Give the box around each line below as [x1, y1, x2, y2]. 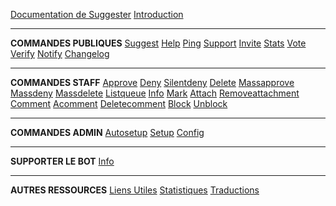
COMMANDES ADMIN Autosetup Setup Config [10, 127, 205, 138]
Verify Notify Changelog [10, 48, 110, 59]
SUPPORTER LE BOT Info [10, 155, 115, 167]
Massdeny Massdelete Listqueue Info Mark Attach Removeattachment [10, 87, 300, 99]
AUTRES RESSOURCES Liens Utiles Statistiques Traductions [10, 184, 260, 196]
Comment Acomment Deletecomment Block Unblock [10, 98, 228, 109]
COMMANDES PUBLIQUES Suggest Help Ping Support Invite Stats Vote [10, 37, 307, 49]
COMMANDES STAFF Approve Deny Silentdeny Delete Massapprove [10, 77, 295, 88]
